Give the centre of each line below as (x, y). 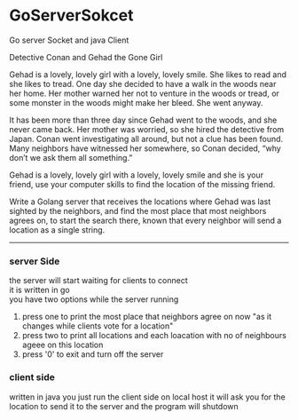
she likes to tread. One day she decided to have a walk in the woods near (143, 83)
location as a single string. (57, 230)
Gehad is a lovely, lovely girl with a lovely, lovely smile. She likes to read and (148, 74)
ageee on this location (63, 345)
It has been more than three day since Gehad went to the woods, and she (143, 120)
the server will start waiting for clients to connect (98, 281)
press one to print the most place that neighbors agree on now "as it (147, 317)
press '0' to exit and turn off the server (93, 354)
